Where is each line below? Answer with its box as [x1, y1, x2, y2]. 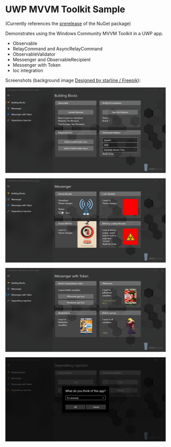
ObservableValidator [12, 51, 56, 57]
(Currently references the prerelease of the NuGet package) [5, 20, 131, 27]
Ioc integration [12, 67, 43, 73]
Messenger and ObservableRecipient [12, 56, 91, 62]
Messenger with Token [12, 62, 61, 68]
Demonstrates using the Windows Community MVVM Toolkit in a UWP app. [5, 30, 163, 36]
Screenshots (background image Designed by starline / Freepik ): [5, 77, 141, 83]
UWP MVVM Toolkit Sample [5, 4, 126, 15]
